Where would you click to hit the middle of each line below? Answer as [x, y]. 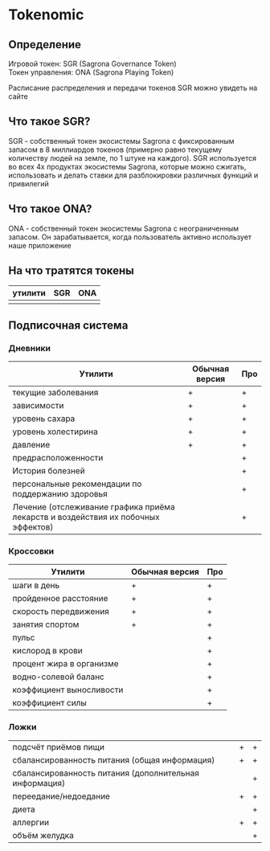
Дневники [29, 348]
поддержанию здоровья [60, 494]
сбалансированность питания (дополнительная [106, 773]
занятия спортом [46, 624]
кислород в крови [47, 651]
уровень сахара [44, 419]
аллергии [31, 822]
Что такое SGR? [49, 122]
